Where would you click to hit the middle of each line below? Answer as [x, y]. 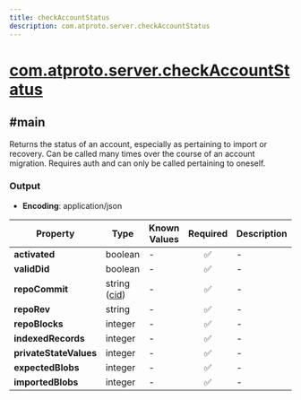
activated [34, 254]
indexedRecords [49, 338]
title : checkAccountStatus [60, 17]
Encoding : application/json [72, 205]
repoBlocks [39, 324]
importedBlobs [46, 382]
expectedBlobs [47, 367]
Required [208, 233]
